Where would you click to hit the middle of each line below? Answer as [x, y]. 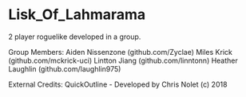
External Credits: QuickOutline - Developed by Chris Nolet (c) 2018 [118, 84]
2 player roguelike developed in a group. [75, 37]
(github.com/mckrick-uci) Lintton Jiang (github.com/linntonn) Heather [123, 60]
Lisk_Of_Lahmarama [77, 15]
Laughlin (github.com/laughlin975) [65, 68]
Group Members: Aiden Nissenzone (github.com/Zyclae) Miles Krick [121, 52]
